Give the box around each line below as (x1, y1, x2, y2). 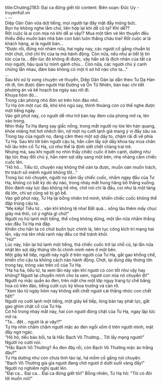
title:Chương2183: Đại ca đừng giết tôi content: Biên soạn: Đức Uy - (5, 5, 139, 10)
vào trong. (5, 118, 26, 124)
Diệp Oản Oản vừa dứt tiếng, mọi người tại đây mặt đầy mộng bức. (5, 20, 137, 26)
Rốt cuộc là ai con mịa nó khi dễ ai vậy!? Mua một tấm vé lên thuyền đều (5, 31, 149, 36)
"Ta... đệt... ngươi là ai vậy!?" (5, 319, 62, 324)
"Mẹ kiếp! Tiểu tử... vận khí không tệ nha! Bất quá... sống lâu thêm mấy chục (5, 206, 157, 211)
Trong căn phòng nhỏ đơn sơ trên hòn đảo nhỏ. (5, 97, 100, 103)
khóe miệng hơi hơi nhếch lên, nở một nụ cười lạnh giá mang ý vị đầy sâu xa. (5, 128, 157, 134)
